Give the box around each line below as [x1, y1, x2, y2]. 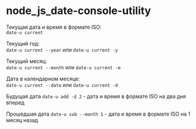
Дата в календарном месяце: [6, 75, 80, 82]
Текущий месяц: [6, 57, 47, 64]
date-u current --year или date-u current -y [6, 46, 119, 53]
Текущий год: [6, 40, 40, 47]
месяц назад [6, 116, 38, 124]
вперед [6, 99, 25, 106]
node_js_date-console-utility [6, 4, 151, 18]
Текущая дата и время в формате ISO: [6, 23, 102, 30]
